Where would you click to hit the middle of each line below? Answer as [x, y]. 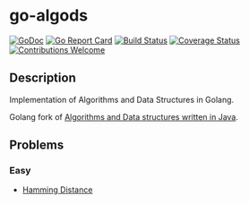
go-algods [48, 16]
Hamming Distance [57, 190]
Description [43, 78]
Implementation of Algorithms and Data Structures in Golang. [122, 99]
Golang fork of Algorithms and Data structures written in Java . [124, 116]
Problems [37, 145]
